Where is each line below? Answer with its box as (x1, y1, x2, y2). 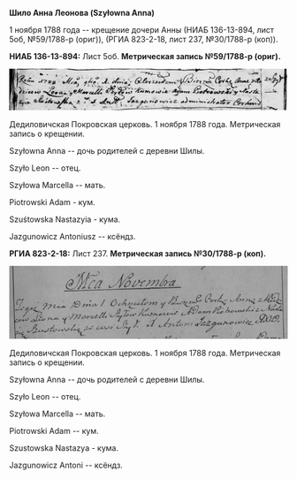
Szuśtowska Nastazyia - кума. (9, 214, 121, 224)
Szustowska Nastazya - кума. (9, 442, 119, 453)
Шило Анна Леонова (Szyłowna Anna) (9, 8, 155, 18)
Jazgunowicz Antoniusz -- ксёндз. (9, 232, 136, 242)
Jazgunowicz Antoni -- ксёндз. (9, 460, 124, 470)
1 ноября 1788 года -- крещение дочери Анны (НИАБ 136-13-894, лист (9, 25, 275, 34)
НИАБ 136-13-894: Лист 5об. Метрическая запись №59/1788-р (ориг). (9, 51, 281, 61)
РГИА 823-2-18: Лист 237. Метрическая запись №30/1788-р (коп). (9, 248, 267, 259)
